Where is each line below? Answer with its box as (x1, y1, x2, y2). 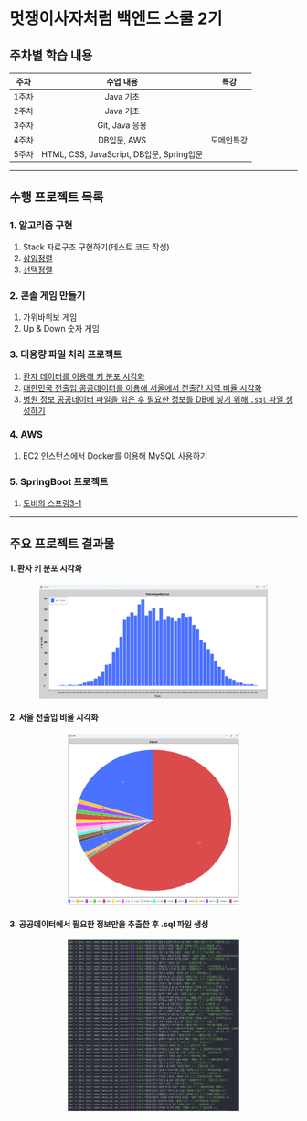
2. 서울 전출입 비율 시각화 (9, 712, 99, 723)
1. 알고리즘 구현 (9, 218, 73, 231)
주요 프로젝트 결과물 (9, 535, 115, 551)
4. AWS (9, 428, 43, 441)
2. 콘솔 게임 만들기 (9, 289, 86, 301)
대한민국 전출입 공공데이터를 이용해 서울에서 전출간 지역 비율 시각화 (22, 382, 262, 393)
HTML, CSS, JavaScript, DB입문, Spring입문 (40, 148, 204, 160)
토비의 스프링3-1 (22, 498, 82, 509)
